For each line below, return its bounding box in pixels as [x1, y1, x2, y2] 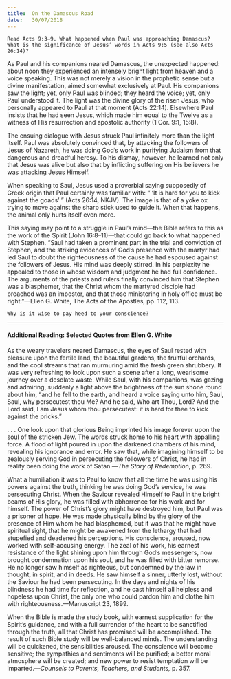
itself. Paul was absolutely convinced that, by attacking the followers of [7, 138, 208, 147]
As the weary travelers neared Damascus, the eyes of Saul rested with [7, 346, 206, 354]
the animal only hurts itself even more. [7, 211, 115, 219]
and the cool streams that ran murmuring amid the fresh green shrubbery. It [7, 360, 222, 369]
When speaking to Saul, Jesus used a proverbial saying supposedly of [7, 181, 206, 189]
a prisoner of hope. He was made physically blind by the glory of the [7, 512, 201, 520]
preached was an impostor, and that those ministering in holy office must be [7, 290, 223, 298]
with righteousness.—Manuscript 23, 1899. [7, 599, 129, 607]
